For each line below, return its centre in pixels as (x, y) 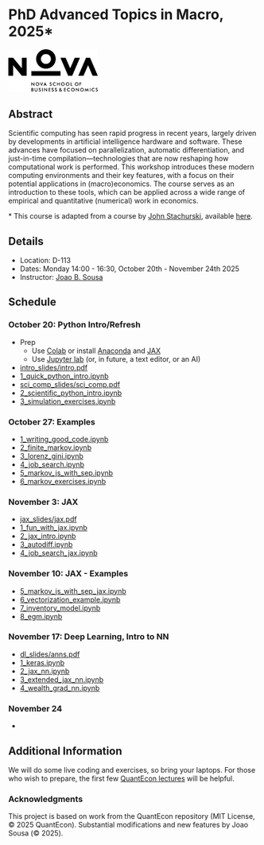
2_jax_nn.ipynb (45, 671)
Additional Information (65, 751)
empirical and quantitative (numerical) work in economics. (103, 201)
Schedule (33, 302)
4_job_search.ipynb (52, 464)
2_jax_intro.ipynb (48, 536)
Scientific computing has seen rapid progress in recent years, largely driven (132, 134)
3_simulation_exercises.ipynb (68, 401)
